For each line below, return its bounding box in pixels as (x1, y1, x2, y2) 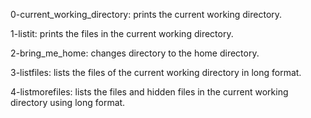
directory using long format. (10, 97, 126, 108)
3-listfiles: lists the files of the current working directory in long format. (10, 67, 302, 78)
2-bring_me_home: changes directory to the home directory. (10, 47, 260, 59)
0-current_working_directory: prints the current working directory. (10, 9, 283, 20)
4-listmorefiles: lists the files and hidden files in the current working (10, 86, 289, 98)
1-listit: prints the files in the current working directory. (10, 28, 234, 39)
